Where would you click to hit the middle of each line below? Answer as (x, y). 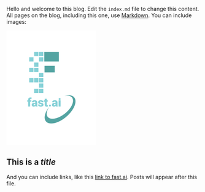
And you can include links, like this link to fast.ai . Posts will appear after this (102, 177)
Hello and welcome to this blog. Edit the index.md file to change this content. (103, 9)
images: (16, 22)
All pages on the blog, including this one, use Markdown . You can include (99, 15)
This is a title (31, 162)
